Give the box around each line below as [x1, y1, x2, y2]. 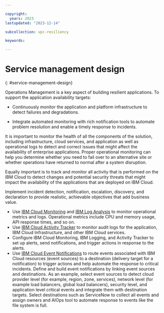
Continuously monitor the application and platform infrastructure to [12, 104, 148, 110]
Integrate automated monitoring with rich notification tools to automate [12, 119, 155, 125]
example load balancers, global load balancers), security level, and [12, 282, 147, 288]
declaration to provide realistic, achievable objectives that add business [5, 194, 150, 200]
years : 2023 [9, 16, 34, 21]
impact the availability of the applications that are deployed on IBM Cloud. [5, 179, 154, 185]
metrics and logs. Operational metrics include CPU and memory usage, [12, 214, 156, 220]
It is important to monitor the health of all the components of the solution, [5, 133, 153, 140]
